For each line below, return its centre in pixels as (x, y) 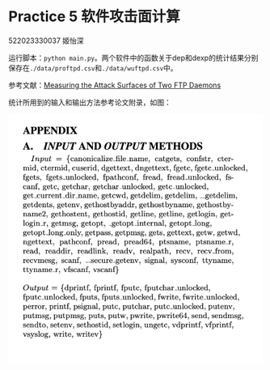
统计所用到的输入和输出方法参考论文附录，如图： (90, 102)
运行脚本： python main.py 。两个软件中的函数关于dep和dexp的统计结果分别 (133, 57)
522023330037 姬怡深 (46, 40)
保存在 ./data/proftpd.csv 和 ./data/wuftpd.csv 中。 (93, 68)
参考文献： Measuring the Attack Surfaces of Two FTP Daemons (115, 85)
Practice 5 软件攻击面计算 (94, 17)
